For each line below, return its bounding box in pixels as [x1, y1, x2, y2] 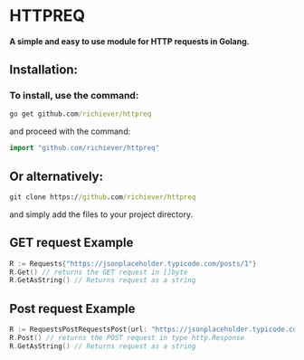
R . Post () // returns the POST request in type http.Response [9, 334, 245, 343]
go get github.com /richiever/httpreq [9, 109, 152, 118]
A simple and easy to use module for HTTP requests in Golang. [9, 35, 251, 46]
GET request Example [9, 235, 134, 251]
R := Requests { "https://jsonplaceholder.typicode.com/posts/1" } [9, 259, 257, 268]
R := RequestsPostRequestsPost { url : [9, 325, 147, 335]
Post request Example [9, 300, 136, 317]
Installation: [9, 62, 79, 78]
